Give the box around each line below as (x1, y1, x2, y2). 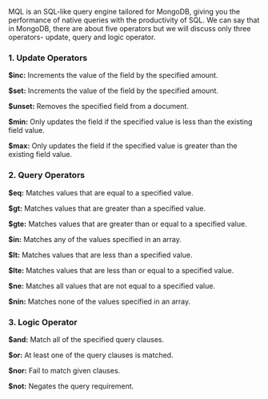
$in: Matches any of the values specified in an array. (8, 234, 182, 244)
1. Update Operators (8, 52, 88, 63)
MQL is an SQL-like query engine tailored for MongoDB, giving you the (8, 7, 241, 16)
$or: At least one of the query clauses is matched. (8, 350, 174, 360)
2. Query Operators (8, 170, 86, 181)
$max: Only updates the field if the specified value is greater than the (8, 141, 238, 151)
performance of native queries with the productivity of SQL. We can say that (8, 15, 260, 25)
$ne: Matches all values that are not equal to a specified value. (8, 280, 216, 291)
